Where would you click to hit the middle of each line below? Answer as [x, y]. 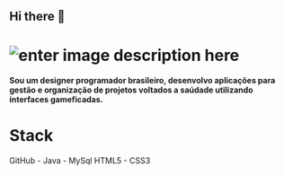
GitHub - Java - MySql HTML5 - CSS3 [80, 161]
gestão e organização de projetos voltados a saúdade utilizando [131, 90]
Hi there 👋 [37, 17]
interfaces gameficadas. [56, 100]
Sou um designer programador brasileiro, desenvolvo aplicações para [142, 81]
